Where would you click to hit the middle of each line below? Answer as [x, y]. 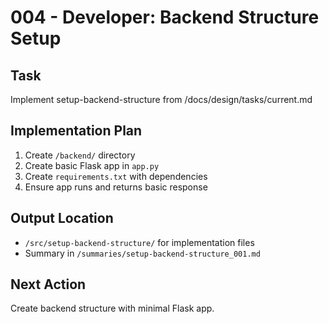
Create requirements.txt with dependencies [116, 176]
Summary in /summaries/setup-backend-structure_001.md [142, 253]
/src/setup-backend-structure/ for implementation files [139, 242]
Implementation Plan [76, 131]
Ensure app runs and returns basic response [116, 187]
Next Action [48, 284]
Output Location [62, 218]
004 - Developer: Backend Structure [165, 17]
